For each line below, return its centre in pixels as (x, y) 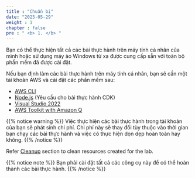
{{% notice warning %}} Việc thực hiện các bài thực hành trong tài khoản (94, 121)
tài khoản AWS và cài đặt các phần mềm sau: (61, 80)
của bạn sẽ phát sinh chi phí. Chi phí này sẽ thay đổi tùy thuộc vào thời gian (97, 128)
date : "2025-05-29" (30, 17)
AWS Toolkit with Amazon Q (48, 110)
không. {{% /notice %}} (35, 140)
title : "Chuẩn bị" (30, 11)
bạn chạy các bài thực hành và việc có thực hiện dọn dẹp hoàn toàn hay (93, 134)
